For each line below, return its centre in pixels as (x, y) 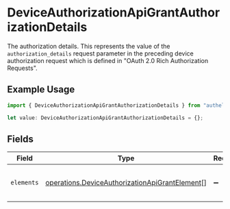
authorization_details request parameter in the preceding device (100, 53)
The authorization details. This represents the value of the (89, 46)
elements (25, 183)
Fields (21, 139)
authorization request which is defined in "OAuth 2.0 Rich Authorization (108, 60)
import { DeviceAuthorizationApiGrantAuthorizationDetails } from (104, 105)
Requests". (22, 68)
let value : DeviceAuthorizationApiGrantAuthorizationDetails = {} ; (105, 118)
